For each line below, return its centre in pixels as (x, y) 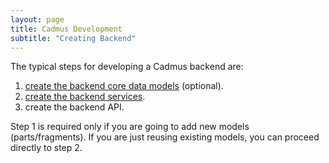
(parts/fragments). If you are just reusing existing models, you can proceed (165, 137)
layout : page (37, 19)
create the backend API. (74, 107)
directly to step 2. (46, 148)
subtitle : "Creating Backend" (73, 38)
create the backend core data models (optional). (124, 86)
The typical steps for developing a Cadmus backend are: (127, 67)
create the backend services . (85, 97)
